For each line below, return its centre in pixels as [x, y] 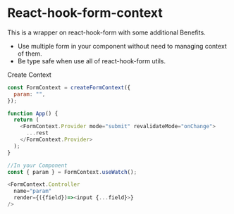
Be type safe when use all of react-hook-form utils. [91, 61]
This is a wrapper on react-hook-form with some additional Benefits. [106, 32]
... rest [37, 133]
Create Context [29, 75]
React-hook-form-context [85, 13]
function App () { [33, 113]
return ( [26, 120]
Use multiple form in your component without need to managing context [122, 46]
